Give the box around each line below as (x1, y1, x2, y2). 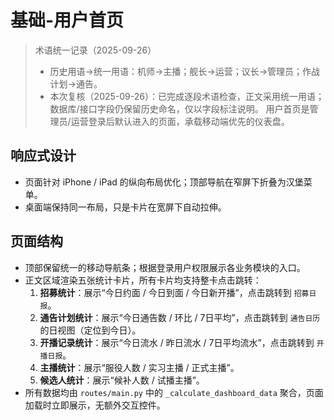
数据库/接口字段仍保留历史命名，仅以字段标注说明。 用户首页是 (49, 102, 310, 115)
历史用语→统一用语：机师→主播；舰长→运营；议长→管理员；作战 (49, 65, 321, 77)
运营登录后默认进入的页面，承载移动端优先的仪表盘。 (70, 115, 290, 127)
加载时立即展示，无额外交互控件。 (24, 399, 166, 411)
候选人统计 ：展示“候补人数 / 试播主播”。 (39, 374, 205, 386)
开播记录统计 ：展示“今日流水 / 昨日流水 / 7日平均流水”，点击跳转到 (39, 336, 315, 348)
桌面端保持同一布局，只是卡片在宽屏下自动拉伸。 (24, 201, 227, 213)
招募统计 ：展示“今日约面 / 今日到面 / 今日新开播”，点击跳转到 (39, 286, 292, 298)
